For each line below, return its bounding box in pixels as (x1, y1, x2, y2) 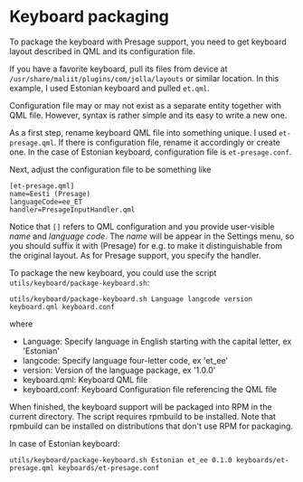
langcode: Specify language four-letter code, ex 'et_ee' (22, 354, 229, 365)
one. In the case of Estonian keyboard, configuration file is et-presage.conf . (9, 146, 292, 157)
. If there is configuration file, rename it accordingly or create (53, 137, 280, 147)
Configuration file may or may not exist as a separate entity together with (9, 99, 282, 110)
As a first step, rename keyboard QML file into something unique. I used (9, 127, 278, 137)
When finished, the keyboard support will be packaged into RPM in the (9, 401, 273, 412)
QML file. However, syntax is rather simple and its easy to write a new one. (9, 109, 288, 120)
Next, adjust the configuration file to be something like (9, 164, 212, 175)
